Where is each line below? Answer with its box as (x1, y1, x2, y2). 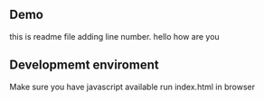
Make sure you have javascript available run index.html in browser (9, 81, 256, 92)
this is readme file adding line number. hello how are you (9, 31, 220, 41)
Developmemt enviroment (9, 58, 160, 73)
